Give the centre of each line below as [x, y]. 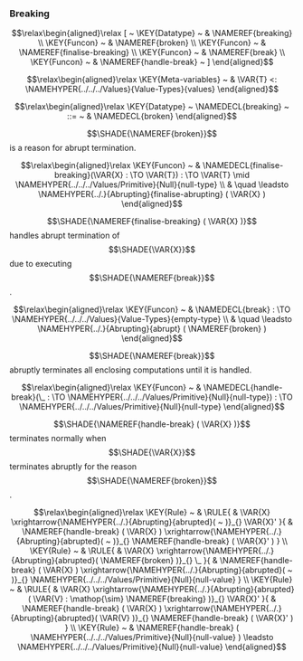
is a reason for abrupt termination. [73, 148]
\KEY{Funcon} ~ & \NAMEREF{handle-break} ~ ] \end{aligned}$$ [152, 62]
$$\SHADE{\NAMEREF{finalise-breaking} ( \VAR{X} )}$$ [152, 222]
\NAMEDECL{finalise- [243, 165]
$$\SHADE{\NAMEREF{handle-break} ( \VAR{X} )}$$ [152, 424]
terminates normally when [58, 439]
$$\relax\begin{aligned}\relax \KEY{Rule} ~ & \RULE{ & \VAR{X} [152, 513]
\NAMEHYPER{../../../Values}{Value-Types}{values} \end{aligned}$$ [152, 90]
